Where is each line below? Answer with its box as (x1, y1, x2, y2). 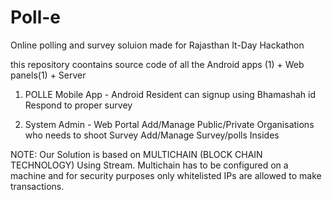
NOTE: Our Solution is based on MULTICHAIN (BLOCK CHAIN (10, 148, 263, 160)
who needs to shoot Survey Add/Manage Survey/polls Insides (24, 129, 280, 141)
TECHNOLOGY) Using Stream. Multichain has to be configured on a (10, 159, 289, 171)
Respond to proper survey (24, 99, 133, 111)
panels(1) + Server (10, 69, 87, 81)
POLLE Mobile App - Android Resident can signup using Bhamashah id (24, 88, 316, 100)
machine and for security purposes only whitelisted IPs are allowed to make (10, 169, 322, 181)
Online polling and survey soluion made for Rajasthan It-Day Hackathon (10, 39, 305, 51)
